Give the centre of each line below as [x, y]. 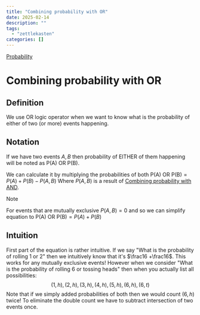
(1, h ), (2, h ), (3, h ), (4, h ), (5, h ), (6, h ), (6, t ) [100, 285]
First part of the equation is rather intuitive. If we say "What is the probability [100, 250]
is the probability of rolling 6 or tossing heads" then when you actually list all [100, 269]
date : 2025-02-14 [28, 17]
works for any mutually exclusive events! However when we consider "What [99, 262]
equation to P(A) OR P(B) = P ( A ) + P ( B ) [54, 216]
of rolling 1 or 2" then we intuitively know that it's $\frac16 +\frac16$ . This [96, 256]
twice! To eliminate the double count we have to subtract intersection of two [100, 300]
